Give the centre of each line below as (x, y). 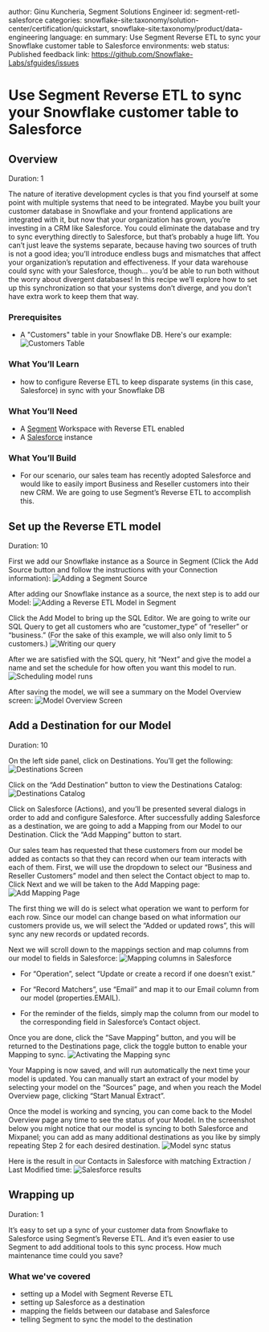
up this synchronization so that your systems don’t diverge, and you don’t (130, 288)
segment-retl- (217, 12)
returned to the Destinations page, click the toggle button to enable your (128, 1046)
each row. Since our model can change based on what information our (124, 916)
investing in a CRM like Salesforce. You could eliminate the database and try (134, 228)
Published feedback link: (49, 54)
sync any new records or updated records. (79, 934)
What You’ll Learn (44, 364)
